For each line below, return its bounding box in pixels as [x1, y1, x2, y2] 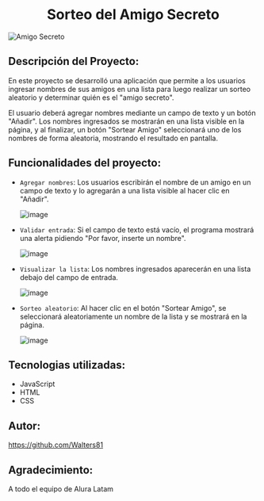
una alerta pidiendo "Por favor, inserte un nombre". [19, 233, 186, 243]
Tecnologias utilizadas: [8, 358, 125, 372]
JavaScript [19, 379, 55, 389]
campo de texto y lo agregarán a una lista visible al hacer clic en [19, 185, 230, 195]
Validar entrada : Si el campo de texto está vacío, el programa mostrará [19, 224, 254, 235]
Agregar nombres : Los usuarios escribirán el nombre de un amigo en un [19, 177, 251, 187]
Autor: [8, 419, 41, 433]
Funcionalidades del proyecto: [8, 156, 161, 170]
